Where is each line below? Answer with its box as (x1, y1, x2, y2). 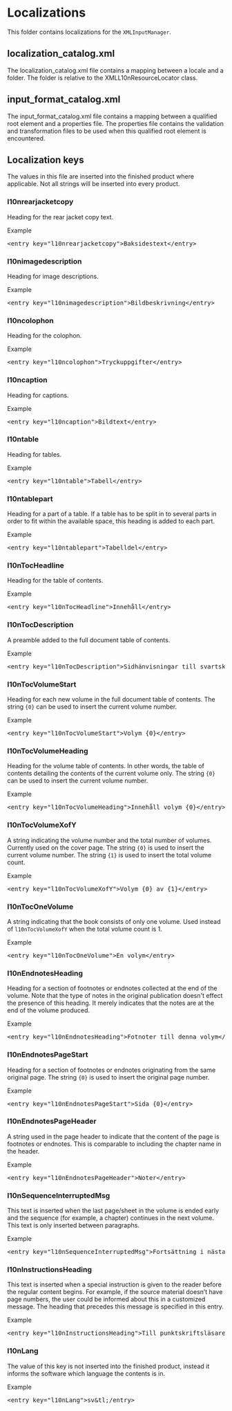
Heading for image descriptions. (7, 272, 99, 280)
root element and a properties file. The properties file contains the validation (7, 119, 224, 127)
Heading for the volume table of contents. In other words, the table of (7, 762, 205, 770)
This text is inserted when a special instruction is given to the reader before (7, 1280, 222, 1289)
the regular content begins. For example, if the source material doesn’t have (7, 1288, 223, 1296)
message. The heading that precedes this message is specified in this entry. (7, 1302, 224, 1311)
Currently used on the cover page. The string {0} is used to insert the (7, 843, 205, 852)
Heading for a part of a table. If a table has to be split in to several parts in (7, 510, 217, 518)
